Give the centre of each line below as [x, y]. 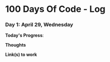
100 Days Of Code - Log [55, 9]
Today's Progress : [24, 35]
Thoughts [15, 45]
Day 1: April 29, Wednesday [39, 25]
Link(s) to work [21, 55]
